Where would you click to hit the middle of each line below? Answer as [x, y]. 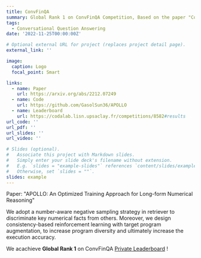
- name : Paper [29, 88]
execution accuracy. [31, 237]
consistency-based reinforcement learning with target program [84, 225]
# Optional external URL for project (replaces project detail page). [96, 45]
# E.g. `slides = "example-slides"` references [69, 166]
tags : [13, 23]
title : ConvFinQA [28, 12]
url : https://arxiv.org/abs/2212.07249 [67, 94]
